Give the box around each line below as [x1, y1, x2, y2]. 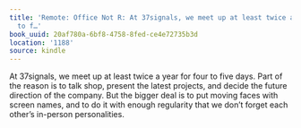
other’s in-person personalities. [9, 109, 125, 120]
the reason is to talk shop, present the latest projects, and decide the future [9, 81, 288, 91]
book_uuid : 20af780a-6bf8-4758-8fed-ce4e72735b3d [9, 30, 199, 38]
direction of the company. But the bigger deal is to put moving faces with [9, 90, 279, 101]
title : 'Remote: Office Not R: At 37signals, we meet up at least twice [9, 13, 287, 22]
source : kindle [9, 47, 66, 55]
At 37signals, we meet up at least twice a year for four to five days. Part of [9, 71, 283, 81]
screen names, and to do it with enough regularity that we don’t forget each [9, 99, 288, 110]
